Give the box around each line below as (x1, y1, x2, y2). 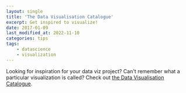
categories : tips (6, 35, 49, 41)
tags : (6, 41, 19, 47)
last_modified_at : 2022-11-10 (6, 30, 80, 36)
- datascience (16, 46, 51, 52)
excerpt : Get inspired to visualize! (6, 19, 98, 25)
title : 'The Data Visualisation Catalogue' (6, 14, 114, 20)
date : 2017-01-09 (6, 24, 49, 31)
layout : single (6, 8, 43, 15)
